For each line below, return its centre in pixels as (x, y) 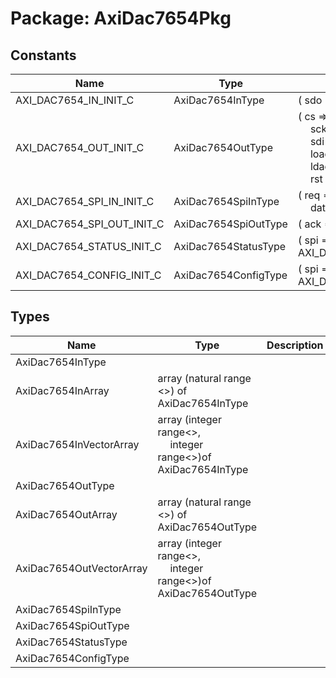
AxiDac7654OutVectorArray (81, 568)
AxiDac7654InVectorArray (77, 444)
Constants (43, 55)
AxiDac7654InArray (62, 390)
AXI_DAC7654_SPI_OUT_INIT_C (90, 224)
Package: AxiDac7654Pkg (121, 18)
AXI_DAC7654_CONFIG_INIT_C (88, 275)
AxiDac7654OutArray (66, 514)
